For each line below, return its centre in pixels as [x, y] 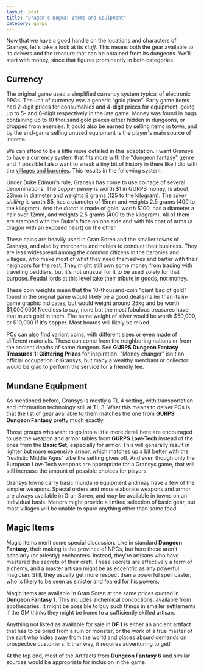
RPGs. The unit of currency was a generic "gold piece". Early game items [98, 101]
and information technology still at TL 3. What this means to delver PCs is [98, 407]
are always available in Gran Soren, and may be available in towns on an [97, 495]
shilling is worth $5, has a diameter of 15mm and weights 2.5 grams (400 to [101, 202]
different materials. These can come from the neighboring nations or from [99, 341]
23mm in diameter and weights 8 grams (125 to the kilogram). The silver [97, 195]
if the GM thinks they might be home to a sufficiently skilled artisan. [91, 612]
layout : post [23, 12]
